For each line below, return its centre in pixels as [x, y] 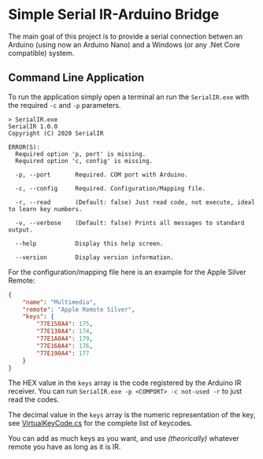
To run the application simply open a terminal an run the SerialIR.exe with [129, 97]
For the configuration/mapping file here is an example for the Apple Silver [127, 272]
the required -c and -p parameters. [65, 105]
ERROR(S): [24, 147]
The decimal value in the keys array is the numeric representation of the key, [132, 415]
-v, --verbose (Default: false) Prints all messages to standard [130, 223]
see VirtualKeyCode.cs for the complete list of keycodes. [100, 424]
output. [21, 230]
